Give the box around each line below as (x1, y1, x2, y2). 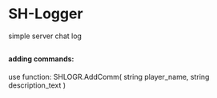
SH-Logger (8, 5, 83, 23)
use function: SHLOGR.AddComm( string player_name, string (8, 72, 210, 81)
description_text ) (8, 80, 66, 90)
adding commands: (8, 54, 74, 64)
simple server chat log (8, 31, 82, 41)
